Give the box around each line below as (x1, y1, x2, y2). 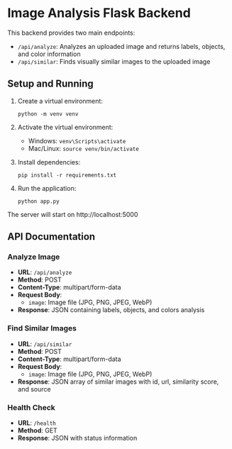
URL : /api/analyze (17, 268, 72, 277)
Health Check (7, 402, 55, 412)
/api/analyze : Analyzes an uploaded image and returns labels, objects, (17, 42, 226, 50)
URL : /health (17, 418, 57, 427)
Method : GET (17, 426, 58, 435)
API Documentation (7, 231, 96, 243)
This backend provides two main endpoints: (7, 28, 136, 37)
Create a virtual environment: (17, 96, 103, 105)
